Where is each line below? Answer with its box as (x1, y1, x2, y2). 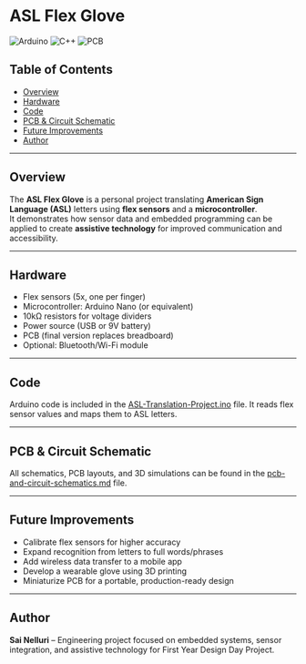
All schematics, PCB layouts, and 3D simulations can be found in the (9, 468, 266, 478)
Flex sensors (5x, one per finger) (22, 291, 146, 302)
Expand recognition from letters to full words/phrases (22, 546, 224, 557)
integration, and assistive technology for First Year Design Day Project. (9, 644, 275, 655)
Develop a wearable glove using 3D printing (22, 566, 188, 577)
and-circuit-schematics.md (9, 477, 112, 488)
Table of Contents (9, 62, 114, 77)
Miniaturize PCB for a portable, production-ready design (22, 575, 235, 586)
